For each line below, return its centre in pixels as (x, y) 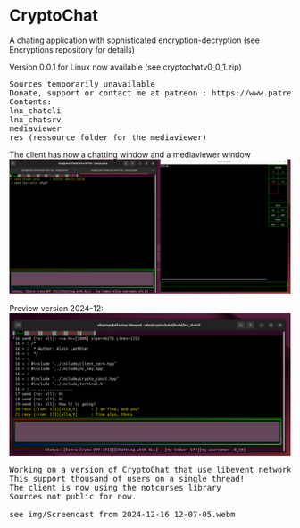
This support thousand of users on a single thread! (127, 479)
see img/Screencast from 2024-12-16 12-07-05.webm (122, 515)
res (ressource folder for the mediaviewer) (108, 137)
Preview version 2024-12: (57, 309)
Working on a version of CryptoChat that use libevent (132, 470)
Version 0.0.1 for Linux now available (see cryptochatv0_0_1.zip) (126, 67)
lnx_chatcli (35, 111)
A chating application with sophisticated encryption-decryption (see (135, 40)
